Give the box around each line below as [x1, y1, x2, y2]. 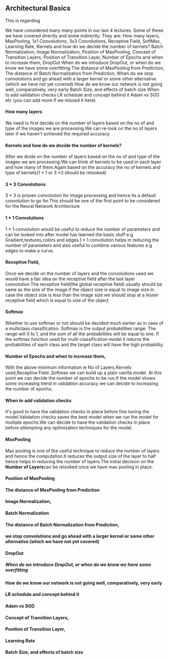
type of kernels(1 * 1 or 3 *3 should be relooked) [5, 169, 106, 176]
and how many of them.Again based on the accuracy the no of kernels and [5, 164, 160, 170]
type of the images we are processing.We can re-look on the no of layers [5, 125, 157, 131]
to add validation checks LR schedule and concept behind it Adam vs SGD [5, 92, 160, 98]
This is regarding [5, 17, 40, 23]
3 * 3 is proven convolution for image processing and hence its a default [5, 192, 156, 199]
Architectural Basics [5, 4, 71, 13]
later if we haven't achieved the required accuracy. [5, 131, 111, 137]
